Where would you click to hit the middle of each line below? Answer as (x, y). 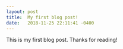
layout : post (22, 12)
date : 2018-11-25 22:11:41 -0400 (50, 23)
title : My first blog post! (42, 17)
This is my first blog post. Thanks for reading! (62, 40)
